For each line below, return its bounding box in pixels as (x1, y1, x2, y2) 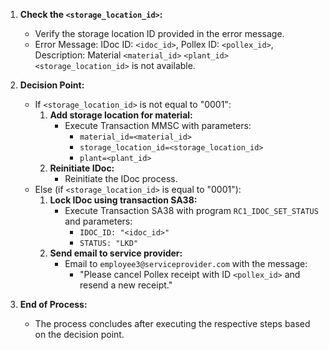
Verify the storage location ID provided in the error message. (34, 28, 285, 39)
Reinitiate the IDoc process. (64, 173, 178, 184)
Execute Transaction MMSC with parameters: (64, 120, 252, 131)
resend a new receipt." (79, 279, 173, 291)
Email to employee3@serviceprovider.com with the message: (64, 258, 308, 269)
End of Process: (19, 299, 88, 310)
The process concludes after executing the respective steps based (34, 318, 311, 329)
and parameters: (64, 215, 133, 227)
